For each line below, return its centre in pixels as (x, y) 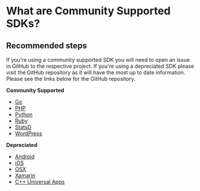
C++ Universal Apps (40, 182)
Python (24, 115)
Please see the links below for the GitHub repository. (71, 79)
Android (24, 156)
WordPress (28, 133)
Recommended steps (47, 46)
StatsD (23, 127)
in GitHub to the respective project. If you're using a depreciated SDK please (100, 66)
